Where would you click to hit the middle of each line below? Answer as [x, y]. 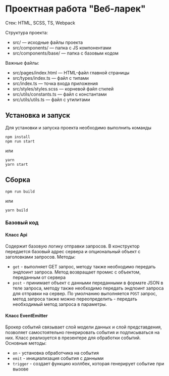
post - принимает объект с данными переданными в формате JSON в [88, 283]
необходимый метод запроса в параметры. [60, 304]
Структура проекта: [27, 32]
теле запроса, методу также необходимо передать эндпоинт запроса [88, 288]
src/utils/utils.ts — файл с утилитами [51, 100]
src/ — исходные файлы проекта [48, 42]
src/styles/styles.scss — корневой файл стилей [63, 88]
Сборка [18, 180]
